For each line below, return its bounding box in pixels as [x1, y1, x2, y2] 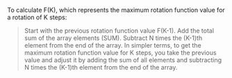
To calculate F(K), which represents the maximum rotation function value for [7, 6, 226, 14]
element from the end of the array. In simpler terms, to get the [24, 41, 201, 49]
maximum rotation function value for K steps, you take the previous [24, 48, 217, 57]
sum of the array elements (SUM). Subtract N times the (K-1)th [24, 34, 203, 42]
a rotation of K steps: [7, 13, 67, 21]
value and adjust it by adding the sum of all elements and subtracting [24, 56, 222, 64]
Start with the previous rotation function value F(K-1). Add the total [24, 27, 214, 35]
